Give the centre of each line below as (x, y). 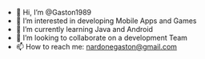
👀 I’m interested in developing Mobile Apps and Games (106, 21)
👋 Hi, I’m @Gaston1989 (54, 12)
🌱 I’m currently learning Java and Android (84, 29)
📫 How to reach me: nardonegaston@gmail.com (96, 47)
